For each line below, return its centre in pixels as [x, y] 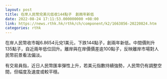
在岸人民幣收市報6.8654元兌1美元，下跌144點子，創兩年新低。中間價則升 [80, 43]
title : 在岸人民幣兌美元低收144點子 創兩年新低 [50, 14]
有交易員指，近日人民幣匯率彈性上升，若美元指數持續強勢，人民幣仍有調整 [81, 66]
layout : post [19, 10]
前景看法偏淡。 [29, 55]
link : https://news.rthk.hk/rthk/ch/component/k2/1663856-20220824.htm [81, 23]
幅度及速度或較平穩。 [40, 72]
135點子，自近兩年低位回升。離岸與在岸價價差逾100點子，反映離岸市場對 [80, 49]
